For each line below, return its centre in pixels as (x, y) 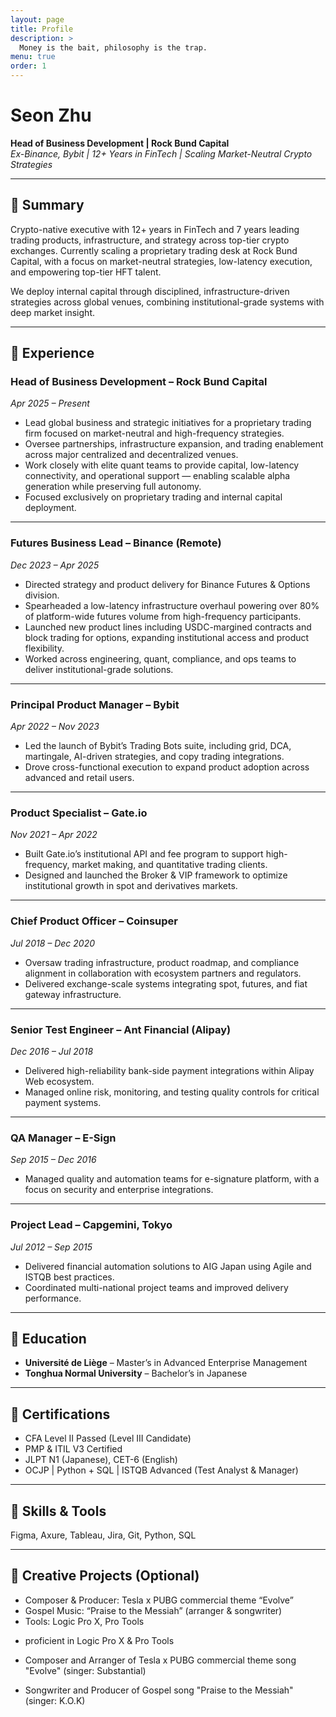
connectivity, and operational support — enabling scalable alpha (157, 476)
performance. (53, 1298)
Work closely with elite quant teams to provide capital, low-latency (162, 465)
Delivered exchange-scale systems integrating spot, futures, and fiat (166, 983)
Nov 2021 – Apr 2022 (54, 835)
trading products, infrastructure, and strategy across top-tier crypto (150, 240)
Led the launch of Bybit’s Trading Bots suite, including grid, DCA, (158, 746)
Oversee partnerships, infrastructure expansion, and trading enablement (174, 444)
